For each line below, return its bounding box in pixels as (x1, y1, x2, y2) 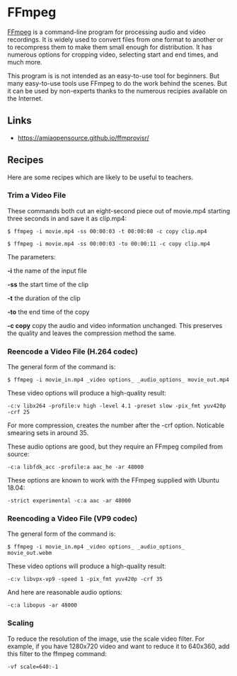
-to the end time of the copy (7, 308, 90, 316)
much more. (7, 57, 42, 66)
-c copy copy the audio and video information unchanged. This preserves (7, 321, 223, 329)
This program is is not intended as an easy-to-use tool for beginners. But (7, 72, 219, 80)
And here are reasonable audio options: (7, 588, 122, 597)
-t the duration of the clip (7, 293, 81, 302)
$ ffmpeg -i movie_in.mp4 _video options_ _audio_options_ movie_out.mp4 (7, 376, 230, 383)
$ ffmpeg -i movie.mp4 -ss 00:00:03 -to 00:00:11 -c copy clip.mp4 (7, 240, 211, 247)
